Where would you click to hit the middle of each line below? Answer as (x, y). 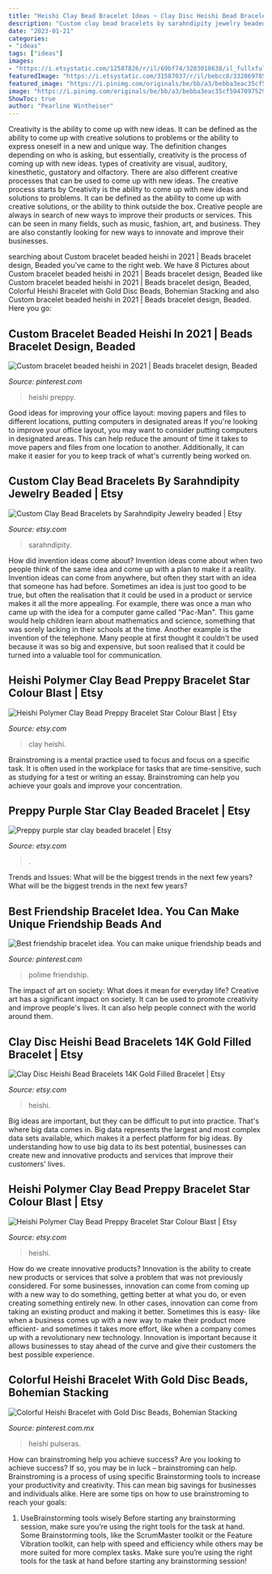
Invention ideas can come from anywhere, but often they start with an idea (133, 577)
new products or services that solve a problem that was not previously (126, 1277)
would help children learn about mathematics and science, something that (132, 621)
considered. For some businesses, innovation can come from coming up (129, 1286)
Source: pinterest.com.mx (51, 1428)
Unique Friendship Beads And (85, 924)
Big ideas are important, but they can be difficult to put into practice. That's (134, 1121)
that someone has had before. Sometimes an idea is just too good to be (127, 586)
